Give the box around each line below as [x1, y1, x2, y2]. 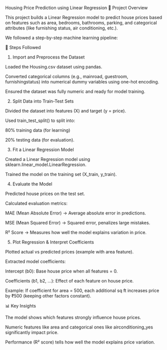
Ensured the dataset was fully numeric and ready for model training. [5, 88, 145, 94]
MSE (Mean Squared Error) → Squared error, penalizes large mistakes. [5, 220, 150, 225]
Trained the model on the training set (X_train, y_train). [5, 171, 117, 177]
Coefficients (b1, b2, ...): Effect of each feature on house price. [5, 278, 134, 283]
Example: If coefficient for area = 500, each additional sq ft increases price [5, 287, 159, 293]
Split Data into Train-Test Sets [12, 98, 74, 104]
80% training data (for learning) [5, 127, 70, 133]
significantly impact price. [5, 329, 59, 335]
